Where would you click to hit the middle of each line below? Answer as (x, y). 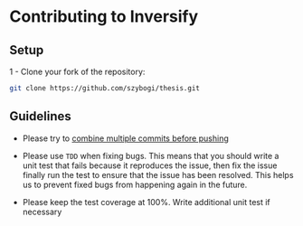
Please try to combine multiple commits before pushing (125, 138)
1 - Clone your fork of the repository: (77, 71)
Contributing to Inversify (104, 17)
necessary (42, 212)
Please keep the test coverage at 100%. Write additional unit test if (147, 202)
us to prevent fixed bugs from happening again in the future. (135, 184)
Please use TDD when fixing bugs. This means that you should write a (151, 155)
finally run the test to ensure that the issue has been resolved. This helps (158, 174)
